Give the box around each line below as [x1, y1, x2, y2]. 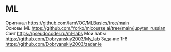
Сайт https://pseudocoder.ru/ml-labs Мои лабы [5, 30, 106, 36]
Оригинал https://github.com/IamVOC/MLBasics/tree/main [5, 20, 129, 26]
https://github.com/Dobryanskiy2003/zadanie [5, 41, 102, 47]
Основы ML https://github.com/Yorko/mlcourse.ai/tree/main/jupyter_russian [5, 25, 166, 31]
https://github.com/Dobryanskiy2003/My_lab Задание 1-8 [5, 36, 128, 42]
